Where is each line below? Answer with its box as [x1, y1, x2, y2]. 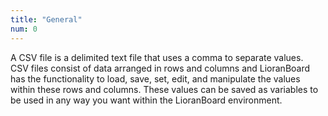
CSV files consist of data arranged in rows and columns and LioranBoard [10, 62, 311, 74]
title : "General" [10, 14, 83, 25]
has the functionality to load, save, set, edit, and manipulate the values [10, 72, 301, 85]
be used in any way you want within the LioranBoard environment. [10, 94, 283, 106]
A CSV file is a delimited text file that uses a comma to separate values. [10, 51, 304, 63]
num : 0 [10, 24, 38, 34]
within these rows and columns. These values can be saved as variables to [10, 83, 319, 95]
